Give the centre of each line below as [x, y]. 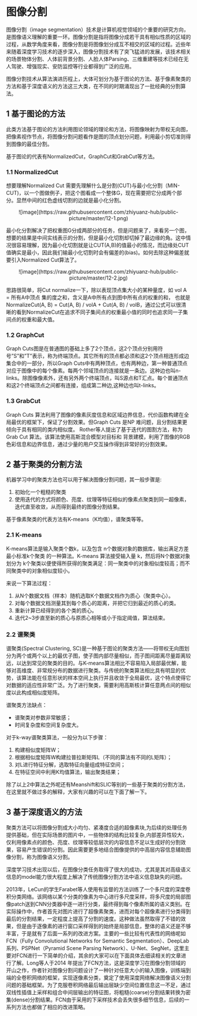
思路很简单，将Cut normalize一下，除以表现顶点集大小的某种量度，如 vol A [96, 290]
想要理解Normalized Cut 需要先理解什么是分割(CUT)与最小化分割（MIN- [93, 185]
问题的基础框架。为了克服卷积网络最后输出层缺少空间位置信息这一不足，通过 [98, 985]
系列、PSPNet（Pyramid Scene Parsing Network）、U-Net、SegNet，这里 [95, 948]
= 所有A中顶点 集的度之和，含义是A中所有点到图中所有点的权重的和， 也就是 [98, 297]
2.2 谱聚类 [21, 635]
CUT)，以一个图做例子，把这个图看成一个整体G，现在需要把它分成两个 [91, 193]
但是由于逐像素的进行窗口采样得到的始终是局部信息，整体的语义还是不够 [103, 926]
